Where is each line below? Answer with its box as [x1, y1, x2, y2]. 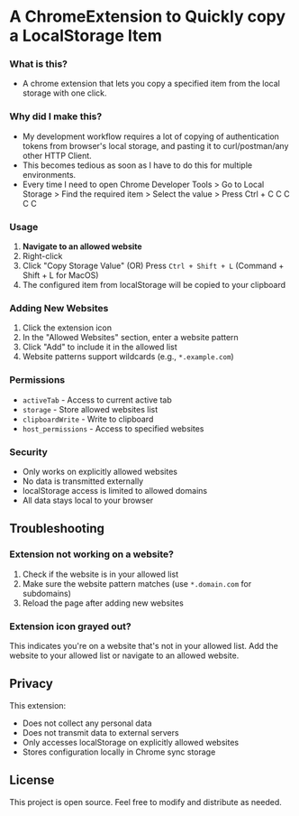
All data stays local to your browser [22, 495, 154, 505]
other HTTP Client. [22, 150, 92, 161]
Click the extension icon [22, 322, 113, 333]
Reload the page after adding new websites [22, 598, 185, 608]
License [9, 773, 55, 788]
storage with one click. [22, 88, 107, 98]
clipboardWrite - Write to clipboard [22, 413, 154, 424]
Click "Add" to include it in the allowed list [22, 341, 177, 353]
